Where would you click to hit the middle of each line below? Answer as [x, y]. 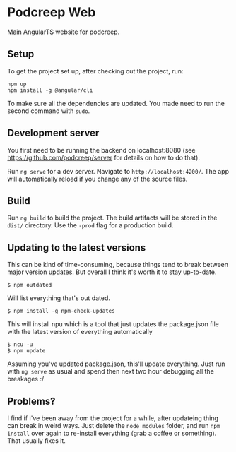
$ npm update [26, 351]
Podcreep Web [52, 12]
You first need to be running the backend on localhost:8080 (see [101, 150]
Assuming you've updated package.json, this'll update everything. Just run [116, 364]
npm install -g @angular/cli [50, 90]
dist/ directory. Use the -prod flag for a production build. [90, 225]
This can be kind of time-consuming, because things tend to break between [118, 265]
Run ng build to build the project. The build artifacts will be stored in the [112, 218]
